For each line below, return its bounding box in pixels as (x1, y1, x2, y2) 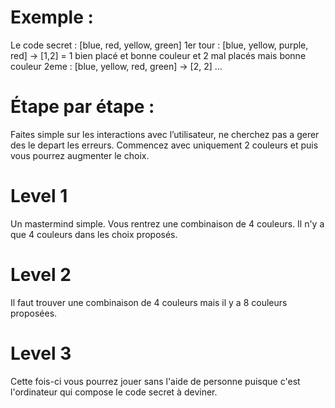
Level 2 (10, 264, 72, 286)
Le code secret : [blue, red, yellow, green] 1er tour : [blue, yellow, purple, (10, 39, 309, 51)
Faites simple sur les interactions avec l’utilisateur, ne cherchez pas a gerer (10, 128, 320, 140)
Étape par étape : (10, 96, 155, 118)
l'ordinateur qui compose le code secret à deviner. (10, 386, 218, 398)
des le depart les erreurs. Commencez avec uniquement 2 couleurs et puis (10, 139, 319, 151)
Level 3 (10, 342, 72, 365)
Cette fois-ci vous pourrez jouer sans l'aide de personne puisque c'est (10, 375, 301, 387)
